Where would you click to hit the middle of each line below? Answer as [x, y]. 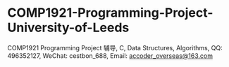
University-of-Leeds [68, 28]
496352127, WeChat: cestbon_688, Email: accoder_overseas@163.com [110, 55]
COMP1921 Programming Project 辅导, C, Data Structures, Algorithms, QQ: [115, 47]
